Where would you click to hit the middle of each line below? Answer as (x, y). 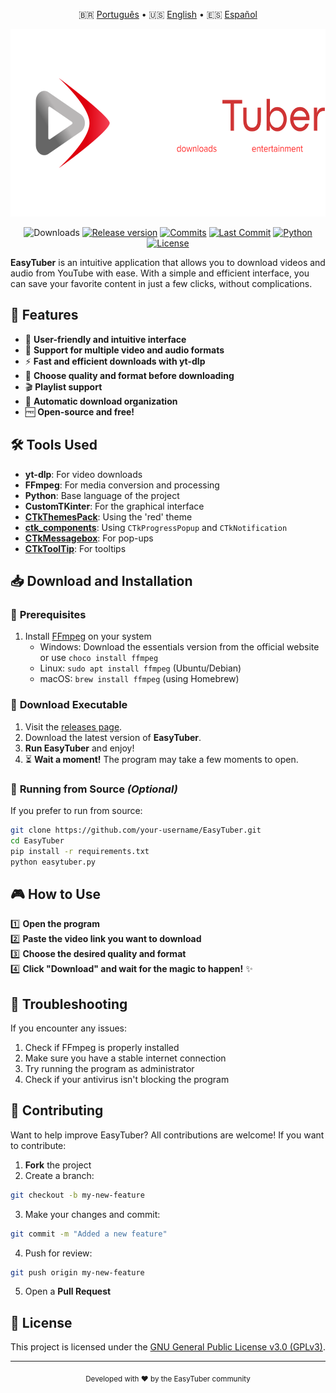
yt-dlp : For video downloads (83, 474)
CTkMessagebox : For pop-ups (89, 538)
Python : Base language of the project (102, 495)
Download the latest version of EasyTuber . (113, 737)
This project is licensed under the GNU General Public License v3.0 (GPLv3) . (168, 1347)
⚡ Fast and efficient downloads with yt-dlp (115, 361)
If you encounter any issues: (69, 1028)
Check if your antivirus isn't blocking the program (127, 1080)
